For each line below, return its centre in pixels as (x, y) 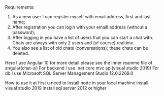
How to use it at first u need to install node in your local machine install (77, 83)
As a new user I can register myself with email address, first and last (82, 16)
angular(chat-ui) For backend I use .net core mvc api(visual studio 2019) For (82, 68)
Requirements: (20, 7)
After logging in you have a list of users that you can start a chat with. (83, 37)
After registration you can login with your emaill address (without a (80, 27)
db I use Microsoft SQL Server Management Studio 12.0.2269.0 (69, 73)
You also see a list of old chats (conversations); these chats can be (80, 48)
